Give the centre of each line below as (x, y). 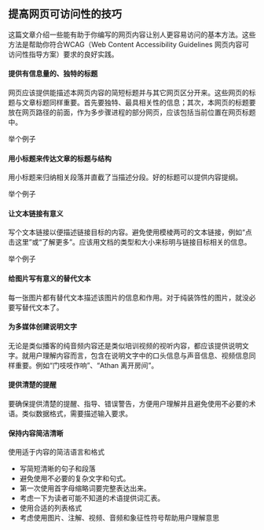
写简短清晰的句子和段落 (57, 469)
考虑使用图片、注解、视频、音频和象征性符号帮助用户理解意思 (119, 518)
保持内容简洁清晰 (36, 433)
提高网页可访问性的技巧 (65, 14)
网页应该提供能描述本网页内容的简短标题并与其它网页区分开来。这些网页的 (128, 93)
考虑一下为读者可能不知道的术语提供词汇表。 (92, 499)
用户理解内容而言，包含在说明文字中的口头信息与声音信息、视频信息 (139, 355)
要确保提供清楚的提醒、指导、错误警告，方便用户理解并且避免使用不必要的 (128, 404)
